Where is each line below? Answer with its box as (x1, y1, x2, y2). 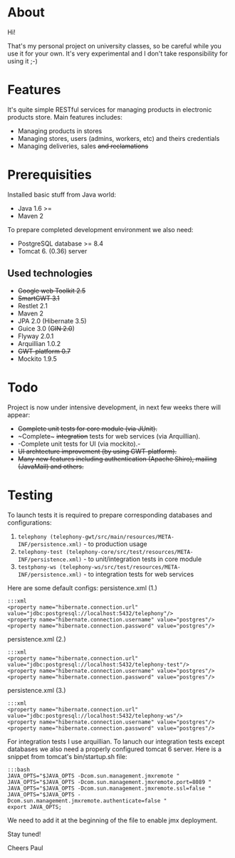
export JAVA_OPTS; (7, 803, 62, 810)
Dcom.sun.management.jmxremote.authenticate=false (7, 797, 161, 805)
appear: (7, 410, 31, 419)
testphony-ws (17, 563, 57, 570)
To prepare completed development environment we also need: (7, 225, 194, 234)
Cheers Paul (7, 843, 43, 852)
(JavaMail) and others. (17, 462, 84, 471)
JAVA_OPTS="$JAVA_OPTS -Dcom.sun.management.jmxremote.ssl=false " (7, 785, 212, 792)
